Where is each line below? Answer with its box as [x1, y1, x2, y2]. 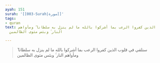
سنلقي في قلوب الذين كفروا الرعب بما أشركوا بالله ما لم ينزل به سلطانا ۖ [16, 47, 148, 52]
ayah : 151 [5, 7, 25, 12]
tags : [5, 16, 16, 21]
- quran [5, 20, 21, 25]
